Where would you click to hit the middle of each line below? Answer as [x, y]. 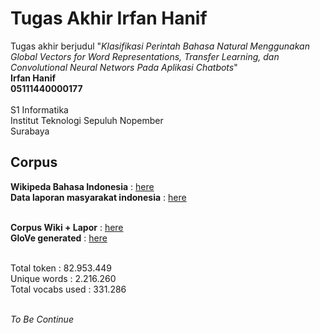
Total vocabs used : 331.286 [68, 289]
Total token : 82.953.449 [61, 268]
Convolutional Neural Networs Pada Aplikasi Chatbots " [124, 67]
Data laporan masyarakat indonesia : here [98, 197]
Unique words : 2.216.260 [63, 278]
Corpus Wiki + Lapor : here [67, 227]
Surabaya [30, 131]
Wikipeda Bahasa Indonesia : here [82, 186]
